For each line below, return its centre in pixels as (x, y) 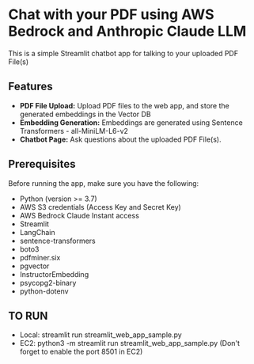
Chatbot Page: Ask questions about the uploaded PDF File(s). (120, 139)
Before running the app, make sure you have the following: (104, 183)
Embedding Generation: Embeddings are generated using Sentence (131, 122)
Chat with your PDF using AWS (112, 15)
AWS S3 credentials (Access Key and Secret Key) (100, 207)
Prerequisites (42, 164)
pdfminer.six (40, 257)
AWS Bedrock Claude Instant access (80, 215)
